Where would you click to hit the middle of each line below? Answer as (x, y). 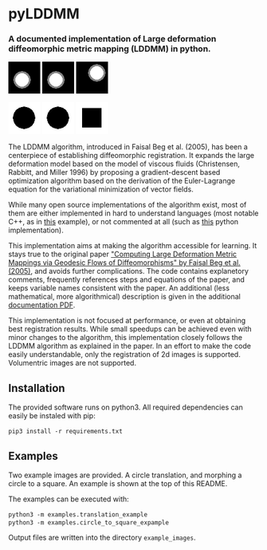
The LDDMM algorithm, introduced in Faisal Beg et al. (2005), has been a (128, 147)
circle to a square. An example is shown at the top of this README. (118, 484)
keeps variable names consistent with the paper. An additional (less (119, 288)
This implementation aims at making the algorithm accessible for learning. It (133, 246)
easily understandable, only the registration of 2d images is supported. (124, 354)
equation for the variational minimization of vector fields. (101, 189)
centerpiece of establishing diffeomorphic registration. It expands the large (132, 156)
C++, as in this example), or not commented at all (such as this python (124, 222)
